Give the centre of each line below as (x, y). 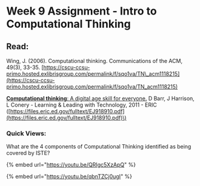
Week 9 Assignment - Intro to (82, 11)
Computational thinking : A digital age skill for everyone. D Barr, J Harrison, (101, 98)
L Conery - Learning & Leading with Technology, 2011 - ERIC (82, 105)
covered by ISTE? (28, 153)
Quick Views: (26, 133)
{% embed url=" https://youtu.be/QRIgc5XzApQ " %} (71, 165)
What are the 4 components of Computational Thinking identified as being (99, 147)
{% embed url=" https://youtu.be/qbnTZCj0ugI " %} (69, 176)
